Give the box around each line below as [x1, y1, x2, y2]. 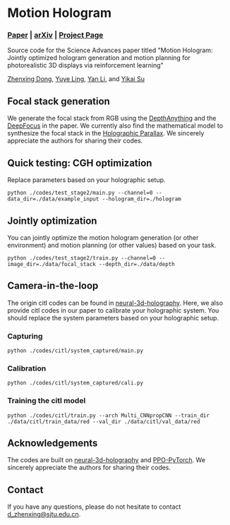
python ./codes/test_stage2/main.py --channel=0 [7, 189, 153, 197]
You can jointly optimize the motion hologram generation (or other [7, 233, 199, 241]
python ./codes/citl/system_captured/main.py [7, 347, 143, 354]
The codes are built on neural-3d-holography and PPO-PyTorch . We [7, 456, 206, 464]
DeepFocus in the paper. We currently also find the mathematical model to [7, 121, 224, 130]
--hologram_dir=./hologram [102, 195, 181, 203]
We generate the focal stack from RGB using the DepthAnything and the [7, 114, 217, 123]
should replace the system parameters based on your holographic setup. [7, 313, 219, 322]
